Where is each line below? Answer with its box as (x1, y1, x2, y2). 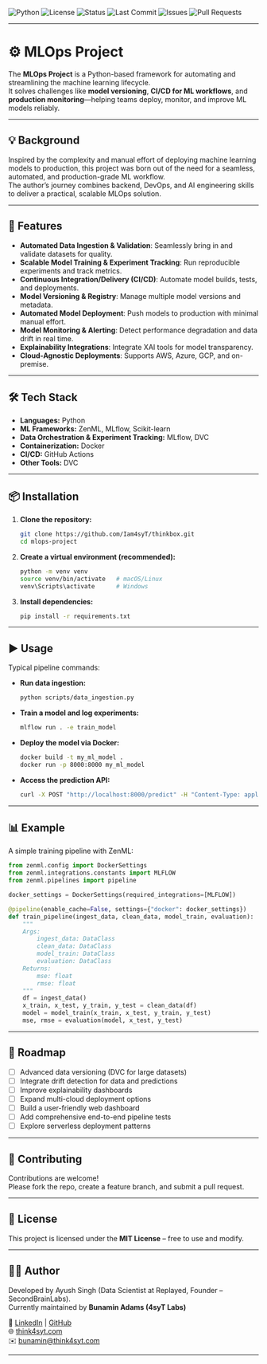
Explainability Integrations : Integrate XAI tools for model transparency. (19, 342, 253, 352)
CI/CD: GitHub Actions (19, 450, 94, 459)
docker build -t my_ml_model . (19, 753, 124, 761)
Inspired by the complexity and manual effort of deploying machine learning (8, 155, 257, 164)
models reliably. (8, 103, 60, 112)
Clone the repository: (19, 515, 92, 525)
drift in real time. (19, 333, 74, 343)
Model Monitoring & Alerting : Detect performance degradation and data (19, 325, 258, 335)
